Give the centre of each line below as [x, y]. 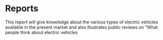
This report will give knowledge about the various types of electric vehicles [81, 22]
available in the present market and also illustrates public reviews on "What [81, 27]
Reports [22, 9]
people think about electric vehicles [41, 32]
